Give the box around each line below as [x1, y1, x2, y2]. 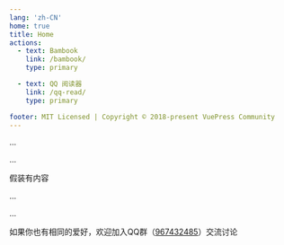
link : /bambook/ [25, 55, 87, 64]
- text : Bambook [17, 47, 78, 56]
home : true [9, 22, 50, 31]
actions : [9, 38, 42, 48]
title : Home [9, 30, 54, 39]
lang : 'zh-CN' [9, 13, 63, 22]
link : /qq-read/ [25, 87, 87, 97]
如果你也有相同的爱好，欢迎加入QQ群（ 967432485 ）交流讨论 [9, 226, 238, 238]
